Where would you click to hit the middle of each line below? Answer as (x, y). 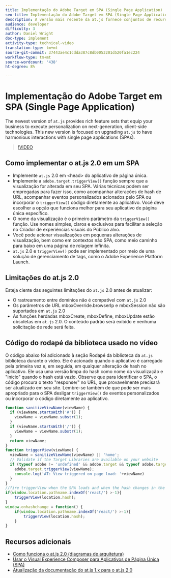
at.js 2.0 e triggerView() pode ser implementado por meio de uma (84, 251)
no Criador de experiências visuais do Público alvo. (66, 229)
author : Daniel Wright (29, 34)
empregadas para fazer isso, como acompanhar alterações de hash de (87, 192)
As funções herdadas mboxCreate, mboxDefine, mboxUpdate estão (84, 316)
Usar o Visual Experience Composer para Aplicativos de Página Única (86, 559)
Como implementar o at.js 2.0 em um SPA (73, 163)
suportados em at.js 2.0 (39, 311)
